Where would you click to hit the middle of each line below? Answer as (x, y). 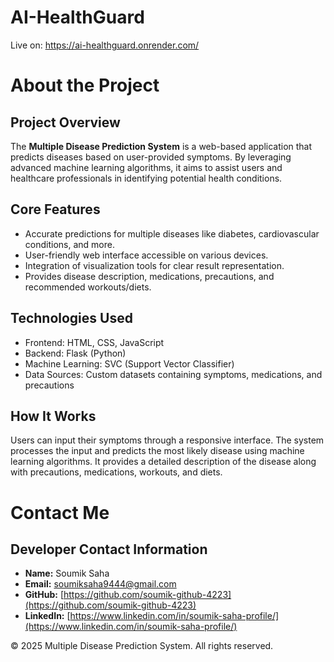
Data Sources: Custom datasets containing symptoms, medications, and (173, 374)
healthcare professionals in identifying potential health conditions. (146, 178)
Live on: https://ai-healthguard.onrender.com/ (105, 45)
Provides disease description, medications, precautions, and (149, 276)
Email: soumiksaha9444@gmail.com (100, 584)
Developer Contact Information (109, 549)
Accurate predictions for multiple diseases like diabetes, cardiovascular (172, 233)
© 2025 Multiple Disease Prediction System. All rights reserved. (142, 646)
